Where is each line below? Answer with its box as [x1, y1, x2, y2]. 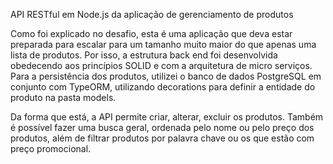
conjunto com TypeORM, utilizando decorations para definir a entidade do [10, 81, 316, 93]
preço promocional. [10, 143, 92, 154]
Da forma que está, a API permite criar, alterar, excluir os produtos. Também [10, 111, 324, 123]
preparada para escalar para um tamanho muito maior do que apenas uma [10, 39, 317, 50]
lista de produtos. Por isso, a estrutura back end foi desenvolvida [10, 49, 278, 61]
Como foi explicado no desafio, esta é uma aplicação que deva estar [10, 28, 293, 39]
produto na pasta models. [10, 92, 117, 103]
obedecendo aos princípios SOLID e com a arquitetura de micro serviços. [10, 60, 313, 71]
